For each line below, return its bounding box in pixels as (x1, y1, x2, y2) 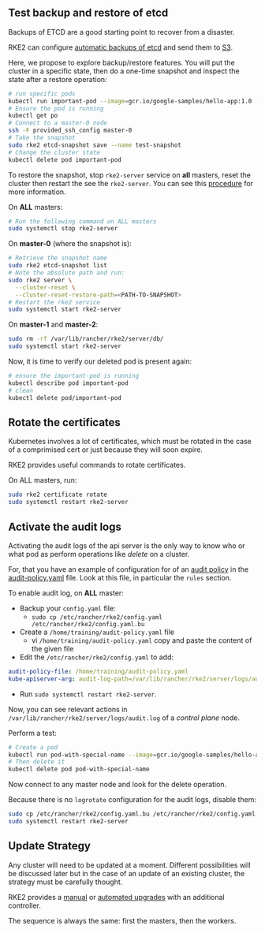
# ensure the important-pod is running (8, 372, 140, 380)
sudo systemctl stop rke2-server (8, 225, 118, 233)
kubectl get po (8, 112, 58, 120)
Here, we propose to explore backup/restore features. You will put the (8, 58, 235, 67)
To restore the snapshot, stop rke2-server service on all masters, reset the (8, 170, 251, 180)
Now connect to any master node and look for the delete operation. (8, 780, 227, 789)
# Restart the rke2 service (8, 298, 101, 306)
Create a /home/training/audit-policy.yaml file (19, 627, 175, 636)
